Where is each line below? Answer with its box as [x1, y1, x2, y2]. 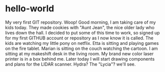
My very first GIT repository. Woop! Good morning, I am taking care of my [5, 19, 156, 25]
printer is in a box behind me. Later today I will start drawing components [5, 56, 155, 62]
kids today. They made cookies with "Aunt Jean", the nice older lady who [5, 24, 155, 30]
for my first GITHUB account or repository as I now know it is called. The [5, 35, 154, 41]
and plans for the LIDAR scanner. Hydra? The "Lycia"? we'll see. [5, 61, 136, 67]
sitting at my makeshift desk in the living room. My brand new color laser [5, 50, 154, 57]
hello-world [5, 3, 55, 14]
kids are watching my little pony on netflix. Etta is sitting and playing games [5, 40, 159, 46]
